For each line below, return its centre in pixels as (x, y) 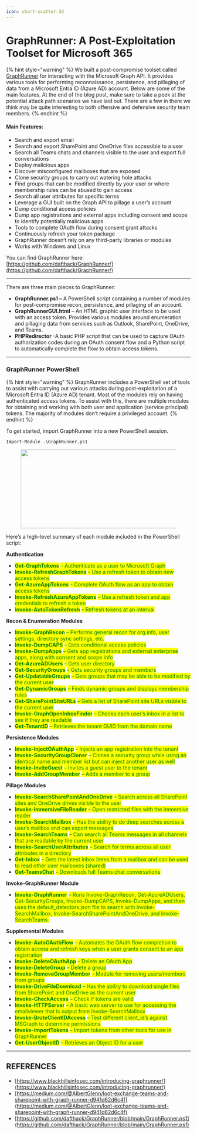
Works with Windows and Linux (52, 246)
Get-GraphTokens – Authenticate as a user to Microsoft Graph (90, 566)
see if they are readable (43, 720)
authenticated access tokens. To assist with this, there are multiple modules (98, 401)
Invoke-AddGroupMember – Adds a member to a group (82, 774)
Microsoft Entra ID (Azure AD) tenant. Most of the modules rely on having (94, 394)
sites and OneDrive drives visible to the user (68, 803)
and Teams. (29, 330)
